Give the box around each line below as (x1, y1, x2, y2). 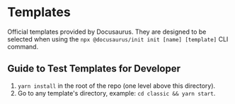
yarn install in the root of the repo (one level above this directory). (17, 82, 216, 90)
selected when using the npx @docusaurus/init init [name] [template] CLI (7, 34, 229, 43)
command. (7, 42, 39, 51)
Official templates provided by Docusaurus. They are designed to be (7, 27, 207, 36)
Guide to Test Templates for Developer (7, 63, 180, 74)
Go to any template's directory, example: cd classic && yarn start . (17, 89, 216, 97)
